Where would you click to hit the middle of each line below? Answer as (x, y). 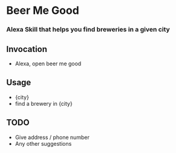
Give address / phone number (52, 137)
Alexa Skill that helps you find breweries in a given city (88, 30)
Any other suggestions (43, 143)
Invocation (27, 49)
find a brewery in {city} (44, 103)
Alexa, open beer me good (48, 63)
